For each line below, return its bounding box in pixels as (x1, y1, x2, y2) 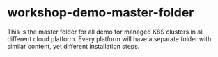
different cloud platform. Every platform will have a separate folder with (7, 34, 212, 43)
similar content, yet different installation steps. (7, 42, 140, 50)
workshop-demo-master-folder (7, 5, 194, 21)
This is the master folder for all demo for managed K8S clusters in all (7, 27, 204, 36)
